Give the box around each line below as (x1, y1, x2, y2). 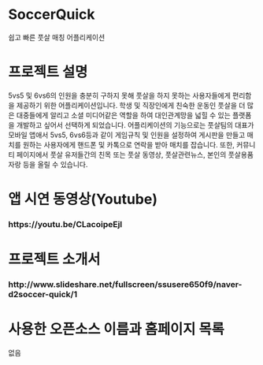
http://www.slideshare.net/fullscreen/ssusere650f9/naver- (8, 279, 243, 290)
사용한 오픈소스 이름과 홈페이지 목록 (8, 321, 224, 338)
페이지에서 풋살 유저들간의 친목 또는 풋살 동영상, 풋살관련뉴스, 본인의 (16, 150, 227, 159)
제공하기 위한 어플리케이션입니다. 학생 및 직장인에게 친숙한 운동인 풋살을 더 (16, 100, 246, 110)
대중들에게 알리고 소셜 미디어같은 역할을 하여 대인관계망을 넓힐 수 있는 (16, 110, 231, 120)
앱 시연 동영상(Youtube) (8, 191, 157, 208)
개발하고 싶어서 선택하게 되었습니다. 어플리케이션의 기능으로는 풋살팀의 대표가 (16, 120, 254, 129)
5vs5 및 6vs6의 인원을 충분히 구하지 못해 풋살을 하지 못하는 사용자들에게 (8, 91, 231, 100)
